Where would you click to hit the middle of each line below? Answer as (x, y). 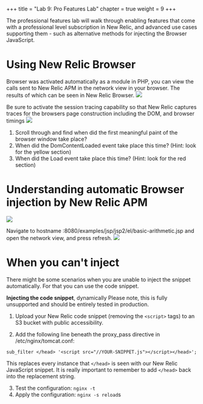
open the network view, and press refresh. (59, 238)
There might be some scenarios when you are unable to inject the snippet (98, 279)
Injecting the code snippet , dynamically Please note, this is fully (87, 297)
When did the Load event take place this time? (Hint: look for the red (101, 158)
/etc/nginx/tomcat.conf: (45, 341)
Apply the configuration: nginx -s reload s (68, 394)
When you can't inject (63, 263)
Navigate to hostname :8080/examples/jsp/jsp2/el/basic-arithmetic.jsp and (100, 230)
